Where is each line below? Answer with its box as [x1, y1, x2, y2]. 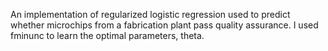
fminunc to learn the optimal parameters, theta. [10, 30, 205, 41]
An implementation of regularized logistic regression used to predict [10, 9, 291, 20]
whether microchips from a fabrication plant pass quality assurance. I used [10, 19, 319, 31]
